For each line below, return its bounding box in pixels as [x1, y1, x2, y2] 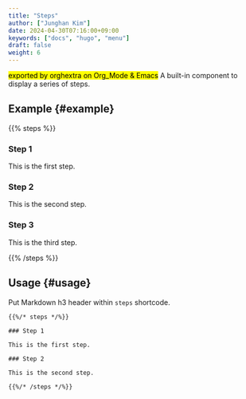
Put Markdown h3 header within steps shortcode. [8, 297, 170, 307]
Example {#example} [8, 102, 115, 116]
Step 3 [8, 219, 34, 231]
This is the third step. [8, 237, 78, 247]
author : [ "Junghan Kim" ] [8, 19, 91, 27]
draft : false [8, 41, 52, 49]
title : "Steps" [8, 11, 59, 20]
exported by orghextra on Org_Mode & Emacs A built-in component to [8, 71, 238, 80]
